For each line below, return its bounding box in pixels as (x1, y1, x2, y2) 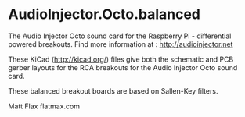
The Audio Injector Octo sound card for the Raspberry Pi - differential (8, 31, 232, 41)
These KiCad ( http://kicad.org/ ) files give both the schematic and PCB (8, 55, 234, 64)
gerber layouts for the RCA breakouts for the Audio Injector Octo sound (8, 62, 238, 72)
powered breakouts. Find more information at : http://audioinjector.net (8, 39, 233, 48)
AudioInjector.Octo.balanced (8, 5, 201, 23)
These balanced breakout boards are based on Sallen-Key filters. (8, 86, 218, 95)
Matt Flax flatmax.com (8, 101, 81, 111)
